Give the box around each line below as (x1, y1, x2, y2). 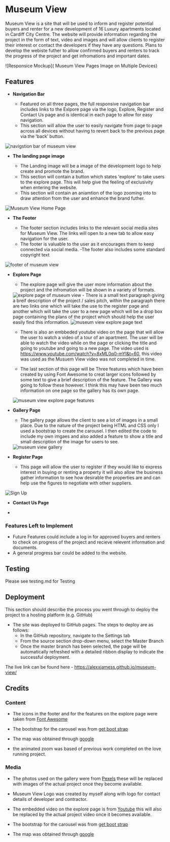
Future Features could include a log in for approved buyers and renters (12, 534, 161, 540)
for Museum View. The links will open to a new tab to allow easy (20, 230, 154, 236)
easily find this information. (12, 319, 70, 325)
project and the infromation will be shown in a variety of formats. (20, 286, 156, 293)
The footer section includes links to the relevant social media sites (20, 225, 158, 231)
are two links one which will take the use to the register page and (12, 303, 149, 309)
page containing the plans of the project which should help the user (12, 314, 154, 320)
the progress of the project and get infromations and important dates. (5, 52, 151, 59)
